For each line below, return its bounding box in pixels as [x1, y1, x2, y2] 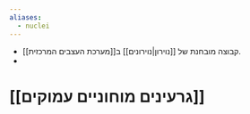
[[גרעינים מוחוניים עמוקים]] [9, 86, 205, 107]
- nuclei [17, 21, 50, 30]
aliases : [9, 12, 42, 22]
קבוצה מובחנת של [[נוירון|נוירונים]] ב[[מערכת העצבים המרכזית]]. [22, 45, 242, 56]
